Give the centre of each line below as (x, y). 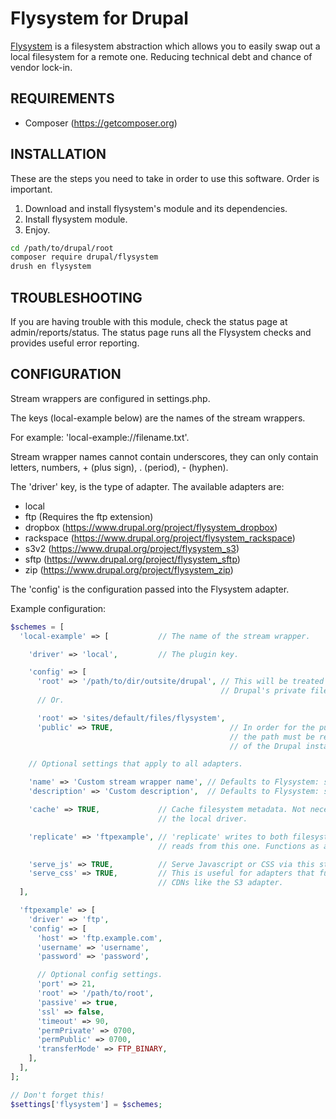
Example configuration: (58, 608)
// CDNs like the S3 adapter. (221, 883)
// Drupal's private (263, 691)
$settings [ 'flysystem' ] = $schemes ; (86, 1104)
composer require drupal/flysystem (84, 257)
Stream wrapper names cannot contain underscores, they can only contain (164, 456)
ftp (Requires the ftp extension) (89, 516)
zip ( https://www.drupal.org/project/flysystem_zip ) (129, 569)
